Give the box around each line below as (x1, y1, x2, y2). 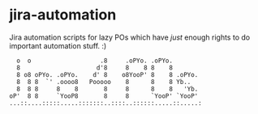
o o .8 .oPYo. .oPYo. (16, 57, 174, 65)
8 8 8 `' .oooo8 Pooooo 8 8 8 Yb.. (16, 78, 191, 86)
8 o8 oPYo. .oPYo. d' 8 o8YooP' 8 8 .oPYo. (16, 70, 199, 78)
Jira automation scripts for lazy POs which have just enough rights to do (9, 32, 251, 42)
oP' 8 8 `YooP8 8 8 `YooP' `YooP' (9, 91, 199, 100)
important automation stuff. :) (9, 40, 107, 50)
